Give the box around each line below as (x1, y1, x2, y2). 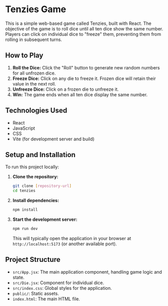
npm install (12, 207, 38, 212)
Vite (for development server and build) (12, 136, 95, 142)
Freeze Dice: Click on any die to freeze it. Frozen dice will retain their (12, 75, 156, 82)
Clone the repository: (12, 174, 59, 180)
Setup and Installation (5, 150, 76, 159)
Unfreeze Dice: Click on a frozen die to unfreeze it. (12, 86, 119, 92)
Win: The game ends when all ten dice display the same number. (12, 91, 148, 97)
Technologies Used (5, 106, 67, 115)
